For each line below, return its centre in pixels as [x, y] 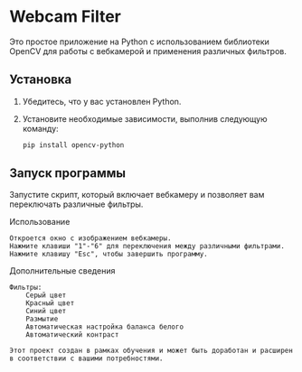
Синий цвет [46, 312]
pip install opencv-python [73, 145]
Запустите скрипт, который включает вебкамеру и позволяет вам [137, 195]
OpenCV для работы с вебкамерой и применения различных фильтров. [148, 51]
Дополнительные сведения [62, 271]
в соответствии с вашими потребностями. [87, 358]
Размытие [42, 319]
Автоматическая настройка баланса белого [104, 327]
